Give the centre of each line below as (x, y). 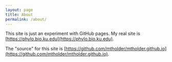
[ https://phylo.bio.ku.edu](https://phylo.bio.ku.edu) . (60, 39)
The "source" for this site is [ (36, 49)
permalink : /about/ (26, 19)
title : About (19, 15)
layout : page (19, 10)
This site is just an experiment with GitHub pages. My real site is (73, 34)
